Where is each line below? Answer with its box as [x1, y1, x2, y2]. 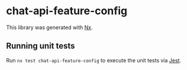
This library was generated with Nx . [6, 24, 93, 31]
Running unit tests [6, 41, 75, 51]
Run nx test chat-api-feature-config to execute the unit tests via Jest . [6, 56, 182, 63]
